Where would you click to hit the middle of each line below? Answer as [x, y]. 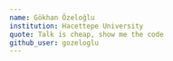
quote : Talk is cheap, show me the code [87, 34]
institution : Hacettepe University [77, 26]
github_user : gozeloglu [54, 43]
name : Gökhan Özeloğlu [52, 17]
